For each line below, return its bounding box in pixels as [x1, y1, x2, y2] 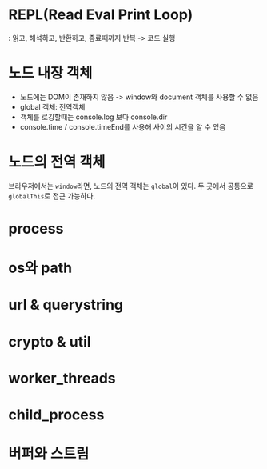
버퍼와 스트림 [8, 445, 90, 463]
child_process [8, 406, 105, 423]
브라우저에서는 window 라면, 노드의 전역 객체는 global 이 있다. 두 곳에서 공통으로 [8, 181, 254, 190]
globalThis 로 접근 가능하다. [8, 190, 96, 201]
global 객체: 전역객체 [19, 102, 86, 111]
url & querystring [8, 296, 124, 314]
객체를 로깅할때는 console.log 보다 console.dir [19, 112, 168, 122]
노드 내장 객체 [8, 64, 93, 82]
